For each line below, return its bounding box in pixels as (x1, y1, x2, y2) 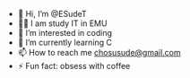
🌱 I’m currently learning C (17, 37, 113, 48)
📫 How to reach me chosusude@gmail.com (17, 48, 181, 57)
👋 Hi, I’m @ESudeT (17, 9, 87, 19)
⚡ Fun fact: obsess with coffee (17, 61, 131, 71)
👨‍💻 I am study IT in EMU (17, 18, 108, 29)
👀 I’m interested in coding (17, 28, 113, 38)
